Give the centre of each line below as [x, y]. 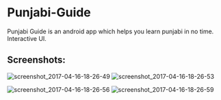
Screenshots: [37, 60]
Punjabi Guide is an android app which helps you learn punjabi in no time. [110, 31]
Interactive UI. [27, 38]
